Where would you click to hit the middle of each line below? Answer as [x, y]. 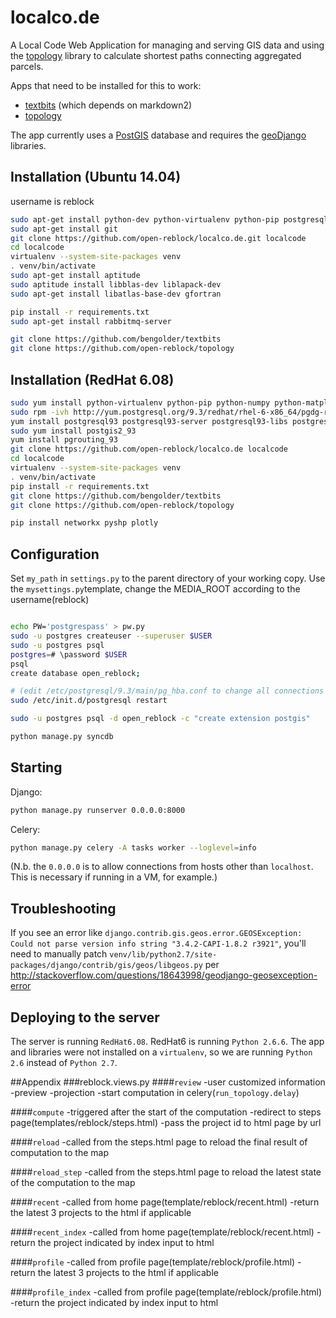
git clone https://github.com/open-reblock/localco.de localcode [149, 449]
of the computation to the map [73, 1183]
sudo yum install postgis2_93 [73, 431]
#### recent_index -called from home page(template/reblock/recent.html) [162, 1232]
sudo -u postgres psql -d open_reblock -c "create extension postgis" [160, 719]
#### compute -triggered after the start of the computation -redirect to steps [166, 1112]
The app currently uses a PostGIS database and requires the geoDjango [158, 135]
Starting [36, 767]
